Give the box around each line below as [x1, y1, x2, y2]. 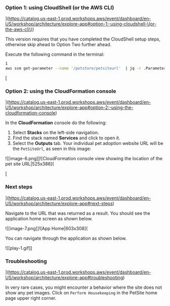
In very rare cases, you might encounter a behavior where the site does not [5, 284, 162, 290]
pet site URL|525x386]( [5, 161, 54, 167]
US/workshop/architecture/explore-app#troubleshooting [5, 274, 123, 280]
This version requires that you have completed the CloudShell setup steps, [5, 36, 161, 42]
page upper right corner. [5, 295, 57, 301]
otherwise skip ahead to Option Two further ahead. [5, 42, 112, 48]
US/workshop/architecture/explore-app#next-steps [5, 200, 113, 206]
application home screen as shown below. [5, 215, 93, 221]
